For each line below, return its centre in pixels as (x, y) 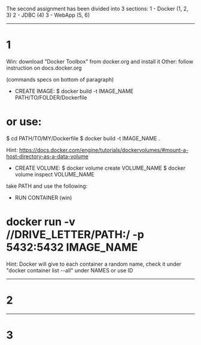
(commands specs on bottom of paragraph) (60, 79)
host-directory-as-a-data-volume (47, 156)
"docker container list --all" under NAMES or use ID (70, 270)
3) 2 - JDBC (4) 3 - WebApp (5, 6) (48, 15)
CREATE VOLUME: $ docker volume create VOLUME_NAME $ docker (100, 168)
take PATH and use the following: (47, 186)
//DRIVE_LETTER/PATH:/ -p (75, 235)
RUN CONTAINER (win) (43, 197)
